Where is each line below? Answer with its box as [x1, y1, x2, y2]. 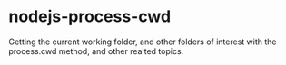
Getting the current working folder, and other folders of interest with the [8, 36, 277, 47]
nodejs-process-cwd [8, 6, 172, 27]
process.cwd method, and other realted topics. [8, 45, 184, 56]
